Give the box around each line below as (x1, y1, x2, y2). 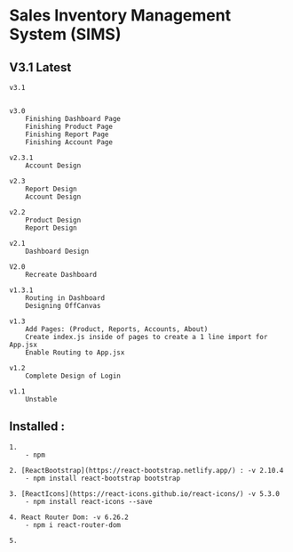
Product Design (25, 215, 82, 224)
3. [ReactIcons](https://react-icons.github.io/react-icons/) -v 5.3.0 (9, 489, 280, 499)
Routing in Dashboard (25, 294, 105, 303)
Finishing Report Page (25, 130, 109, 139)
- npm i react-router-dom (25, 520, 122, 530)
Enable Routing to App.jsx (25, 348, 125, 357)
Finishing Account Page (25, 138, 114, 147)
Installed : (9, 419, 65, 434)
